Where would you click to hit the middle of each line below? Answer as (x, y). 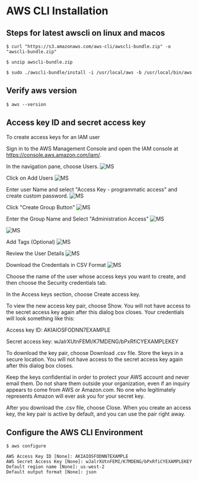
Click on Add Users (30, 178)
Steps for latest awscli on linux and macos (86, 33)
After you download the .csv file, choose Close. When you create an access (99, 407)
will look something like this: (41, 318)
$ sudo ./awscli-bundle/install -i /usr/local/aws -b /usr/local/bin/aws (99, 73)
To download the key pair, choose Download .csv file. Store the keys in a (95, 353)
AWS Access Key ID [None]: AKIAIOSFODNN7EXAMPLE (67, 457)
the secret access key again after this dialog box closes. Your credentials (95, 312)
